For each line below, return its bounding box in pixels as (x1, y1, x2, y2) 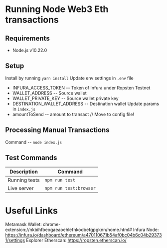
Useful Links (5, 205, 58, 216)
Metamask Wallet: (5, 221, 42, 227)
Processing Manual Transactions (5, 126, 110, 134)
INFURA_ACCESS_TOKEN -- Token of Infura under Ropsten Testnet (12, 84, 151, 90)
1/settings (5, 237, 25, 243)
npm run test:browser (44, 185, 96, 191)
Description (9, 168, 38, 175)
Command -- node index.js (5, 139, 62, 145)
